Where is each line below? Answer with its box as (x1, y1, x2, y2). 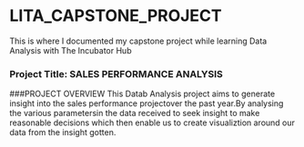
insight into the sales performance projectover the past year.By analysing (9, 98, 284, 109)
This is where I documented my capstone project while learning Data (9, 35, 268, 46)
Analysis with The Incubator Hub (9, 44, 132, 55)
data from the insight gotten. (9, 127, 117, 138)
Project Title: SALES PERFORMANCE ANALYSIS (9, 67, 223, 80)
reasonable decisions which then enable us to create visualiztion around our (9, 117, 296, 128)
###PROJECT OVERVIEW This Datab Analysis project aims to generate (9, 88, 276, 100)
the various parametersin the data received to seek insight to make (9, 108, 260, 119)
